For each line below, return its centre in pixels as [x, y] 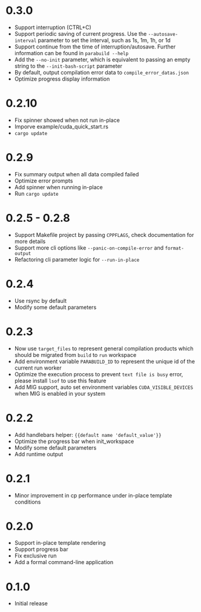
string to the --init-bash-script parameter [68, 66]
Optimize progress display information [62, 79]
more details [30, 241]
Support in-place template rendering [60, 543]
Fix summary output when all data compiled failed [77, 174]
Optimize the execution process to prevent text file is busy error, [99, 374]
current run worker [38, 368]
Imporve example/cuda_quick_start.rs [61, 126]
